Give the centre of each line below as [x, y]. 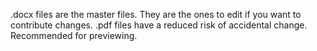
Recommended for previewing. [74, 35]
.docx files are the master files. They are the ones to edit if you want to [156, 14]
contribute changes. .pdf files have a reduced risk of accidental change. [159, 25]
